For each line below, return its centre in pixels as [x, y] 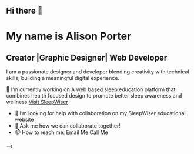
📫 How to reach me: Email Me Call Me [61, 132]
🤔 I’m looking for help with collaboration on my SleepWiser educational [100, 113]
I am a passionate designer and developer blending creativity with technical [98, 72]
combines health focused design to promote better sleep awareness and [94, 96]
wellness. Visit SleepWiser [37, 102]
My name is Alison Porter [69, 36]
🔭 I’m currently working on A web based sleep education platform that [91, 89]
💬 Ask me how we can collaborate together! [67, 126]
